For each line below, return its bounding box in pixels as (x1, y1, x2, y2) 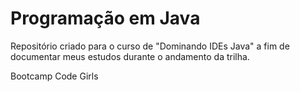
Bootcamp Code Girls (10, 70, 99, 82)
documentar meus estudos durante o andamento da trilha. (10, 50, 250, 62)
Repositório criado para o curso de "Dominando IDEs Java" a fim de (10, 40, 290, 52)
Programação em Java (10, 7, 201, 30)
